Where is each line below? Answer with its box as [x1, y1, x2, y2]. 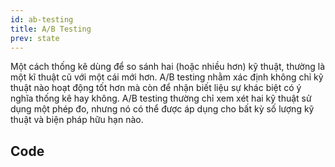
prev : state [10, 33, 60, 43]
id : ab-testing [10, 14, 74, 25]
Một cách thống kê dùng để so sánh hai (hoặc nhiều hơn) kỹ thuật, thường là [10, 61, 326, 73]
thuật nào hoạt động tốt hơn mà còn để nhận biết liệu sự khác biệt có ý [10, 82, 302, 94]
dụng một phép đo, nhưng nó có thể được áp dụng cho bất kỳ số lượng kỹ [10, 103, 315, 115]
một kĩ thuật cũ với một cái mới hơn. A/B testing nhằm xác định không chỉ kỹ [10, 71, 324, 83]
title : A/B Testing [10, 24, 92, 34]
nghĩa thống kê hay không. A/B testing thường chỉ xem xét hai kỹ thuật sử [10, 92, 312, 105]
